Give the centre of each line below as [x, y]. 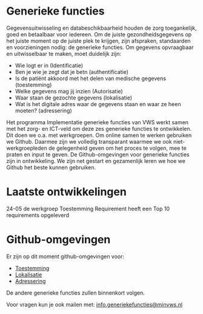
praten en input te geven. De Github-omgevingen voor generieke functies [98, 154]
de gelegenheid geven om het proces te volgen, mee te [117, 148]
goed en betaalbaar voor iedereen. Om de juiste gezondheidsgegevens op [99, 34]
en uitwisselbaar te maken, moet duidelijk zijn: [64, 53]
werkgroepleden [27, 148]
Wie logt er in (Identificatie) [49, 65]
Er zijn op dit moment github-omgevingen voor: [65, 256]
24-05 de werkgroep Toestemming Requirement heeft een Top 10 [88, 209]
